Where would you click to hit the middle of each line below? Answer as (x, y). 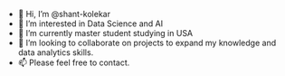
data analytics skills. (56, 52)
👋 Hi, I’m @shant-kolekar (64, 14)
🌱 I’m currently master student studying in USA (105, 33)
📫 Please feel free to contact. (74, 62)
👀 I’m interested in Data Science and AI (90, 24)
